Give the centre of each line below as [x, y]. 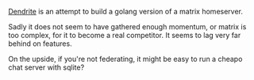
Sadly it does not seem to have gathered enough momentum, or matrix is [127, 27]
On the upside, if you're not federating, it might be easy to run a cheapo [125, 59]
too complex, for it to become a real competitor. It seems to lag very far [125, 35]
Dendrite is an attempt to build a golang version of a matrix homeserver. [126, 11]
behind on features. [40, 44]
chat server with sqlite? [46, 67]
